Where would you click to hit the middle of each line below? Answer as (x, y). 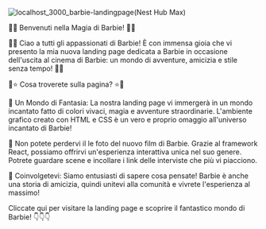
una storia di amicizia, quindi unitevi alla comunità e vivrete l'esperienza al (129, 184)
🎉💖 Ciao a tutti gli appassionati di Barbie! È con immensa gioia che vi (120, 43)
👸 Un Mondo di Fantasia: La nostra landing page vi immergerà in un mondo (131, 103)
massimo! (24, 192)
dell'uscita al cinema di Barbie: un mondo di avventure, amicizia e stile (123, 60)
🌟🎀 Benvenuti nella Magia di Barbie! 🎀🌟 (72, 27)
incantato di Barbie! (40, 128)
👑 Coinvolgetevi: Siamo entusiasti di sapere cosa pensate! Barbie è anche (128, 176)
